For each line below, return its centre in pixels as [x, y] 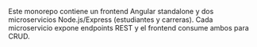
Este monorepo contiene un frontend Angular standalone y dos [111, 11]
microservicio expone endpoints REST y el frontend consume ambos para [129, 28]
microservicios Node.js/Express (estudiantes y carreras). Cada [111, 20]
